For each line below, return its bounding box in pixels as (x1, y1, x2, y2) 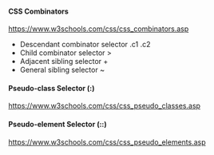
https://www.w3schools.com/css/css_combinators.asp (8, 24, 189, 34)
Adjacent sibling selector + (19, 57, 109, 66)
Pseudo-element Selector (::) (8, 120, 108, 129)
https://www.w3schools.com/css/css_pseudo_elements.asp (8, 137, 206, 147)
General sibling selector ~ (19, 65, 105, 75)
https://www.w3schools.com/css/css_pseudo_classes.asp (8, 101, 201, 111)
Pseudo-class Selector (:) (8, 83, 95, 93)
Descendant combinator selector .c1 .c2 (19, 40, 151, 50)
